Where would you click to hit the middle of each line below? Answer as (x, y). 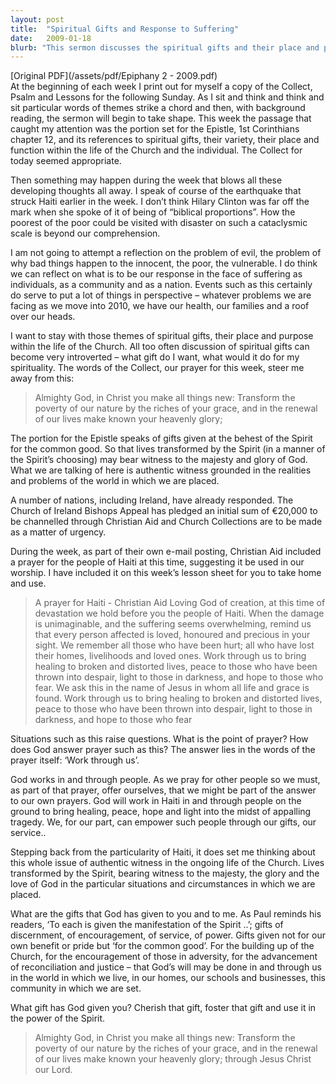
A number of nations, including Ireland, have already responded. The (152, 500)
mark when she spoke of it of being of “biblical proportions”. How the (153, 212)
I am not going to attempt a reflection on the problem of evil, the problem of (166, 253)
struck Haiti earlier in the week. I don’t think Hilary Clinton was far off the (160, 202)
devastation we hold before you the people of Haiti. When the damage (179, 613)
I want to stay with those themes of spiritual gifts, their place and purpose (162, 336)
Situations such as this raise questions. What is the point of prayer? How (159, 739)
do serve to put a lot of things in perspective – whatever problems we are (161, 295)
